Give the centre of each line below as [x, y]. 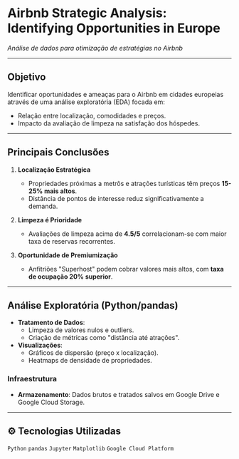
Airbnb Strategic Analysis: [87, 13]
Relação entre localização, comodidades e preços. [92, 115]
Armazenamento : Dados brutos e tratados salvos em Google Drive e [118, 394]
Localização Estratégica [54, 170]
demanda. [43, 206]
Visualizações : [40, 345]
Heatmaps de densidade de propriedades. [90, 361]
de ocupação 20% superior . [70, 277]
